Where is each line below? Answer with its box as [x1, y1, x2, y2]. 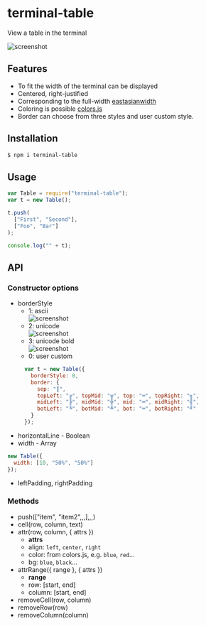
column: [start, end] [28, 588, 87, 596]
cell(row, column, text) [17, 520, 83, 529]
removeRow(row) [17, 603, 69, 612]
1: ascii [28, 307, 48, 315]
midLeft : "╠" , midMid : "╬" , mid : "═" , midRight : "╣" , [36, 399, 200, 406]
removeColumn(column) [17, 610, 89, 619]
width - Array [17, 438, 57, 447]
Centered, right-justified [17, 89, 89, 97]
